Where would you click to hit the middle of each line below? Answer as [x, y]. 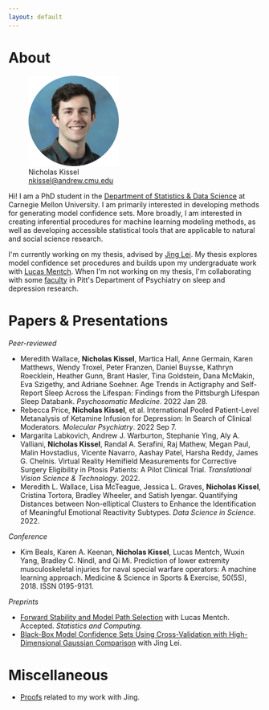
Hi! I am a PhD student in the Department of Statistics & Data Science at [127, 196]
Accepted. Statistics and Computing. [81, 626]
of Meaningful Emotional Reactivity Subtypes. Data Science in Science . [138, 512]
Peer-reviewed [33, 343]
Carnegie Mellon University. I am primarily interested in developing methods [134, 204]
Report [31, 393]
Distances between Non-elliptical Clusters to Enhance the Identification [138, 504]
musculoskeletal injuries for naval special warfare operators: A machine [138, 569]
